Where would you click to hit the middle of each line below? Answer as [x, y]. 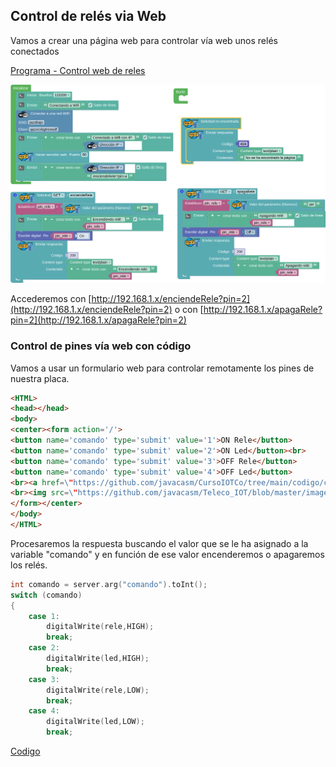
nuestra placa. [40, 378]
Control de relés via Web [88, 16]
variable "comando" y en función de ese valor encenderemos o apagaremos [167, 554]
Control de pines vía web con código [101, 346]
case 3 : [44, 679]
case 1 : [44, 616]
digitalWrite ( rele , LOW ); [98, 690]
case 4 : [44, 711]
